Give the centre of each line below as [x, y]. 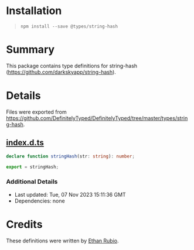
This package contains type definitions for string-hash [72, 66]
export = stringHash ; [33, 167]
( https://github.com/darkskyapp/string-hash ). [61, 72]
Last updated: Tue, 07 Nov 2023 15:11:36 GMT [70, 194]
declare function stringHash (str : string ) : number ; [70, 156]
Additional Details [32, 181]
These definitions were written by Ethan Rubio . [62, 241]
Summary [30, 49]
